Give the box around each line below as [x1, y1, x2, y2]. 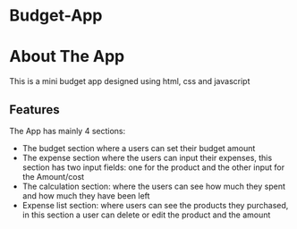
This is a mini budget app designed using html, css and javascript [9, 76, 250, 87]
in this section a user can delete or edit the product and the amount [21, 209, 271, 220]
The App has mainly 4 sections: [9, 125, 126, 136]
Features [9, 102, 60, 117]
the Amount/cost [21, 171, 85, 182]
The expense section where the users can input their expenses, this [21, 152, 273, 163]
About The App [9, 47, 125, 67]
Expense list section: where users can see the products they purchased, [21, 199, 289, 210]
